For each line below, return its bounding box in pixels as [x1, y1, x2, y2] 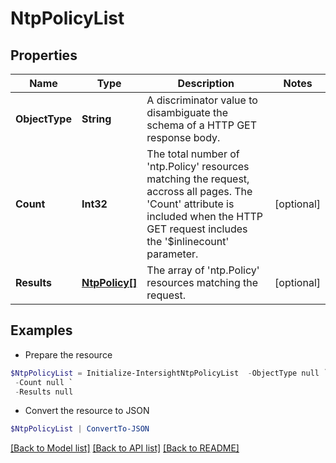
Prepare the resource [24, 348, 113, 361]
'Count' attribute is [146, 197, 235, 211]
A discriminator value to [146, 93, 258, 107]
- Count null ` [14, 377, 74, 387]
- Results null [14, 387, 74, 397]
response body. [146, 131, 221, 144]
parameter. [146, 247, 199, 261]
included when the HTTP [146, 210, 264, 223]
